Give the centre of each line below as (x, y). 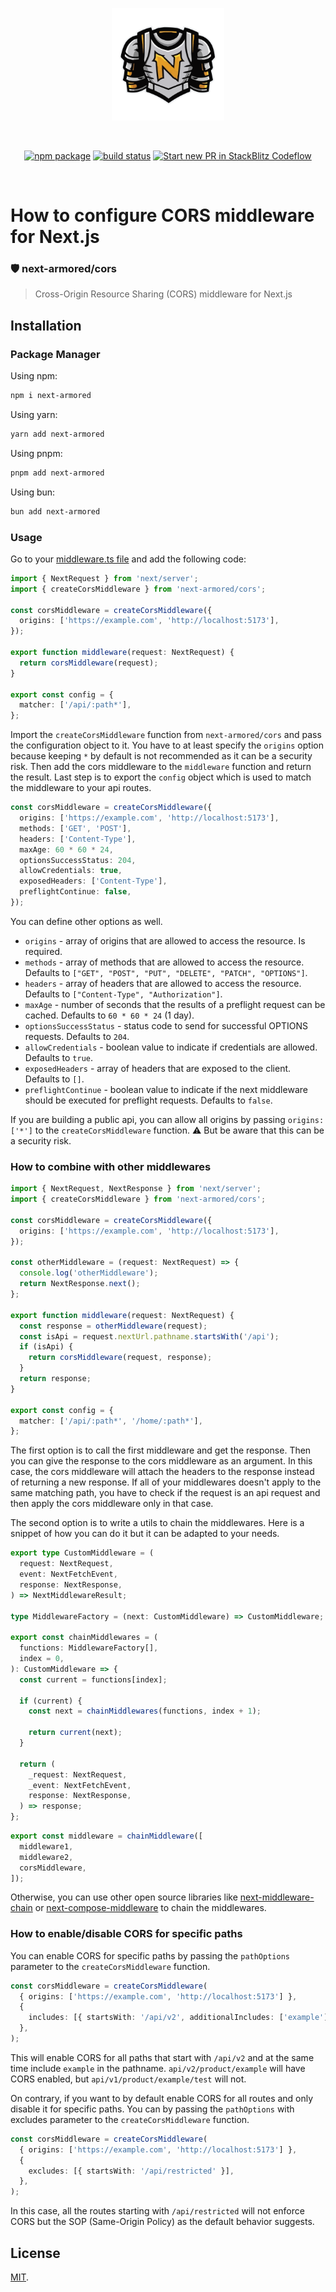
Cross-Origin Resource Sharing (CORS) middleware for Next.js (163, 294)
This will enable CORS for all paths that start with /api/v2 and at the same (162, 2057)
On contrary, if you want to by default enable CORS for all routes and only (162, 2098)
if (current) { (51, 1701)
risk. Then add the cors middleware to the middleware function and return (161, 767)
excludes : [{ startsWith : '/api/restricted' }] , (131, 2171)
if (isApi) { (46, 1347)
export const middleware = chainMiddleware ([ (106, 1836)
